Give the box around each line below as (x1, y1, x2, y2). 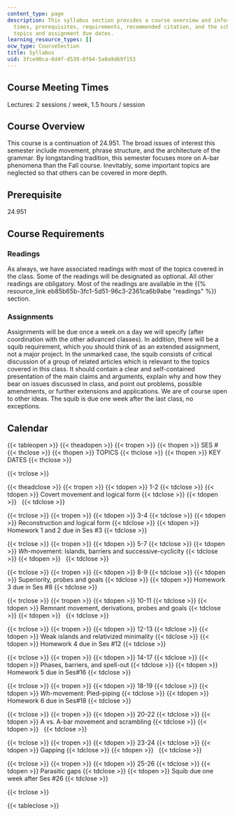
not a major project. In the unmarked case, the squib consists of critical (7, 350, 213, 359)
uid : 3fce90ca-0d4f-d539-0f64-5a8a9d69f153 (7, 56, 136, 63)
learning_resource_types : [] (7, 36, 92, 43)
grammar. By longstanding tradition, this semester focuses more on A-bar (7, 154, 220, 162)
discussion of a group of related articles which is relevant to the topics (7, 357, 210, 366)
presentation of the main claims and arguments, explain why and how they (7, 372, 222, 381)
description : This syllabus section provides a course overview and (7, 17, 211, 24)
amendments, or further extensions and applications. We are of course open (7, 387, 227, 396)
